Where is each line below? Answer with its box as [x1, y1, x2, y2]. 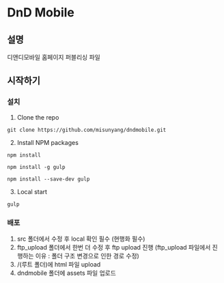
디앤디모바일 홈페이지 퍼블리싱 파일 [7, 53, 100, 61]
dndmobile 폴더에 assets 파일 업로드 [16, 269, 116, 277]
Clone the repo [16, 113, 59, 121]
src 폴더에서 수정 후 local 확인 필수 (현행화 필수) [16, 234, 145, 243]
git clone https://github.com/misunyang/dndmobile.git [7, 126, 167, 133]
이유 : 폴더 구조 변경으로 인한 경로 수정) [35, 252, 140, 260]
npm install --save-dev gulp [7, 176, 90, 183]
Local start [16, 187, 48, 196]
